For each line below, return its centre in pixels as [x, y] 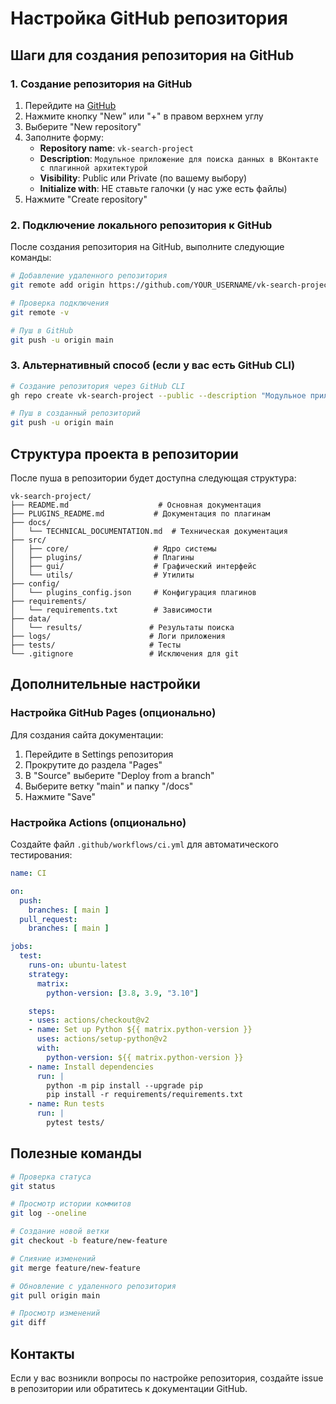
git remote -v [40, 312]
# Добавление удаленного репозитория [89, 276]
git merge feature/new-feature [75, 1268]
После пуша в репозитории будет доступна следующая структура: [153, 478]
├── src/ [28, 540]
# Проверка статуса [51, 1177]
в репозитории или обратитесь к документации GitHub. [129, 1389]
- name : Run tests [66, 1104]
